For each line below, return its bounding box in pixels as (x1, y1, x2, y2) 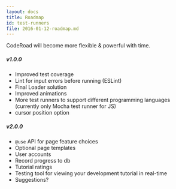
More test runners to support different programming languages (14, 97, 171, 104)
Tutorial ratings (14, 163, 53, 171)
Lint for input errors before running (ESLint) (14, 77, 122, 85)
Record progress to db (14, 157, 71, 164)
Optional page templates (14, 145, 76, 152)
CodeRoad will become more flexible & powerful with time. (6, 42, 151, 49)
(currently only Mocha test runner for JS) (14, 103, 117, 110)
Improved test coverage (14, 71, 74, 78)
